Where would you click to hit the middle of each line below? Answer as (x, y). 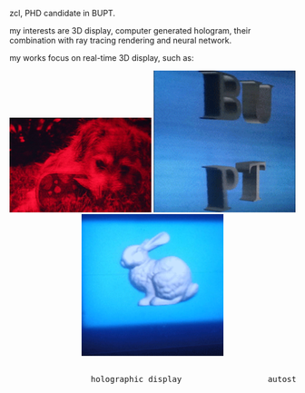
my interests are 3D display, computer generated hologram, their (130, 30)
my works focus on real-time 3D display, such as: (102, 58)
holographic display (136, 379)
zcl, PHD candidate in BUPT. (63, 13)
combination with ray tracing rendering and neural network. (121, 40)
